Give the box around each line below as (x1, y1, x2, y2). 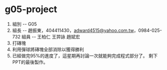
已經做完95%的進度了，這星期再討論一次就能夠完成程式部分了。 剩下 (12, 52, 158, 59)
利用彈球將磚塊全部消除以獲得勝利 (12, 46, 84, 52)
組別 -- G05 (12, 21, 37, 27)
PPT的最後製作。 (12, 59, 48, 65)
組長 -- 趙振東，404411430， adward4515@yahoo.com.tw (12, 27, 134, 33)
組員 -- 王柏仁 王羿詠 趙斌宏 (21, 33, 80, 40)
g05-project (5, 4, 57, 15)
